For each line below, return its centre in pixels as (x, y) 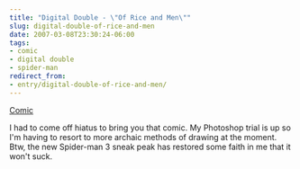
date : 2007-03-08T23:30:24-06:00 (72, 34)
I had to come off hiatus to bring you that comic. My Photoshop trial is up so (150, 128)
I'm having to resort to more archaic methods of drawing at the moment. (143, 137)
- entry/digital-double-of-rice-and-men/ (88, 84)
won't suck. (31, 156)
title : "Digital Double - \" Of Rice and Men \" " (100, 18)
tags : (19, 43)
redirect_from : (38, 76)
